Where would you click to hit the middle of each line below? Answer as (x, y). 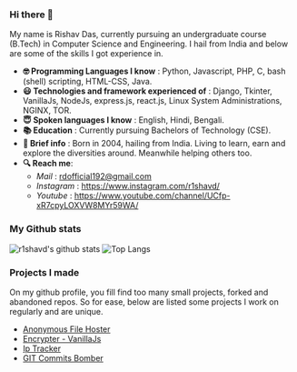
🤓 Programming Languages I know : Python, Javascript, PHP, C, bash (154, 71)
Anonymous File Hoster (66, 329)
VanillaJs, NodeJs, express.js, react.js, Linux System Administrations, (152, 101)
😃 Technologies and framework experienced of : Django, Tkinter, (147, 91)
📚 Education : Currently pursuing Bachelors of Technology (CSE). (147, 130)
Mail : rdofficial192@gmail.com (94, 176)
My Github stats (45, 229)
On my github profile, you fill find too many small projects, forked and (139, 292)
